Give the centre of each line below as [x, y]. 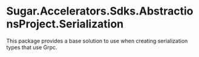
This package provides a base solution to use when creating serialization [97, 41]
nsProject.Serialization [65, 24]
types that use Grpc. [32, 47]
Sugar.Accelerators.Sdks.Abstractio [100, 11]
